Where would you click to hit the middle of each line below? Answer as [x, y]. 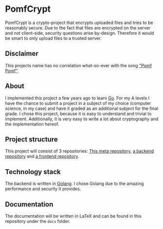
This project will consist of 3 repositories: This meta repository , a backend [80, 151]
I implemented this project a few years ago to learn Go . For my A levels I [77, 98]
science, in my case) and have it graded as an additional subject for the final [82, 108]
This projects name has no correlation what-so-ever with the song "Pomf [79, 65]
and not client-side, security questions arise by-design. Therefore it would [80, 33]
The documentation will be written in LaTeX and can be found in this [73, 216]
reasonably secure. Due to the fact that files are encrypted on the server [78, 27]
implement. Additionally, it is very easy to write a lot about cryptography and [82, 119]
